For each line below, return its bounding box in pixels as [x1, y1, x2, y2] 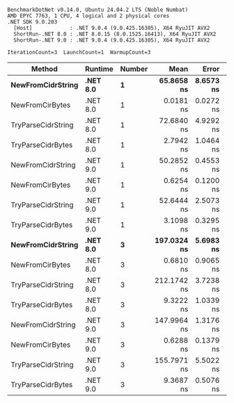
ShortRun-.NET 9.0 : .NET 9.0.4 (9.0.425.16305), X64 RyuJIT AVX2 [13, 37, 210, 44]
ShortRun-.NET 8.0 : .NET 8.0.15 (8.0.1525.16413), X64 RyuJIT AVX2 [13, 31, 217, 38]
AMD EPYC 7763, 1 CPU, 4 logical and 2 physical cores [7, 13, 170, 19]
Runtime [84, 64, 114, 74]
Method [31, 64, 58, 74]
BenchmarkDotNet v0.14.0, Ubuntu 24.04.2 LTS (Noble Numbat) [7, 6, 189, 13]
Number [120, 64, 148, 74]
